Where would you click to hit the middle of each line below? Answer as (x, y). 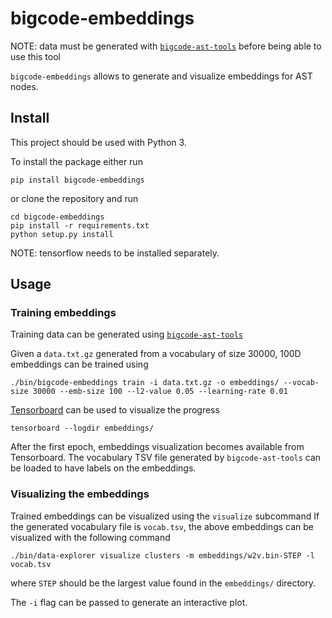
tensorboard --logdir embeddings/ (82, 428)
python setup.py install (62, 234)
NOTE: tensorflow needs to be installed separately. (115, 253)
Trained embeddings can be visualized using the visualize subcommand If (165, 516)
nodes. (24, 86)
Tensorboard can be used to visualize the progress (115, 410)
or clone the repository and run (74, 198)
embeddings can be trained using (79, 364)
